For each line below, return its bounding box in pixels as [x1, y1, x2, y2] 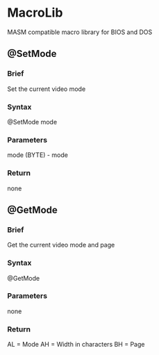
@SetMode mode [7, 117, 58, 126]
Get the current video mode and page [7, 241, 115, 249]
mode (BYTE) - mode [7, 151, 68, 159]
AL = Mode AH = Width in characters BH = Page [7, 340, 145, 349]
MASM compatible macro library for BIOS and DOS [7, 28, 153, 36]
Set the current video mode [7, 85, 86, 93]
